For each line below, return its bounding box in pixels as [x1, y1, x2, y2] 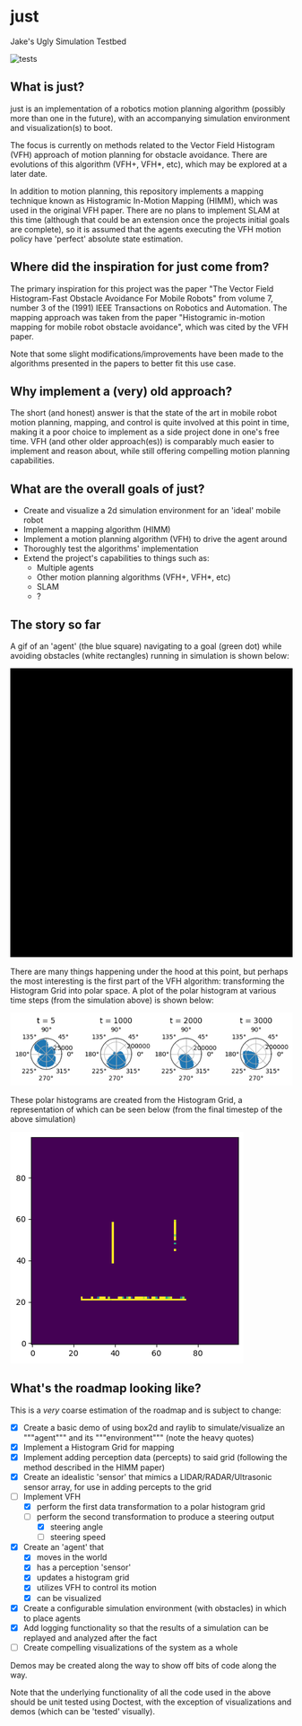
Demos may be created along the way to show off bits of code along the [10, 1660, 277, 1670]
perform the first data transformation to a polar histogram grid [36, 1501, 265, 1511]
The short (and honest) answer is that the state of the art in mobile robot [10, 407, 277, 418]
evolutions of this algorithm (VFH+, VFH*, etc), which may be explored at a [10, 159, 288, 170]
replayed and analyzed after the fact [22, 1632, 158, 1643]
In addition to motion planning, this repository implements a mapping [10, 186, 263, 197]
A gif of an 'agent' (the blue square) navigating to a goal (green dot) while [10, 641, 282, 652]
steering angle [49, 1521, 104, 1532]
